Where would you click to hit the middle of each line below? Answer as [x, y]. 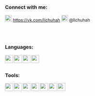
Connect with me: [26, 7]
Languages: [19, 47]
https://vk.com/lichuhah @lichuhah [51, 20]
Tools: [13, 75]
